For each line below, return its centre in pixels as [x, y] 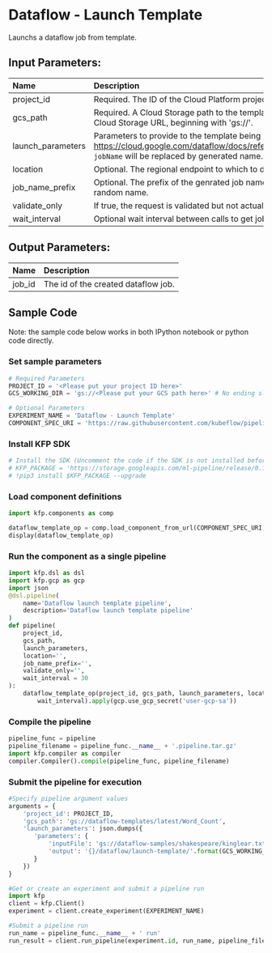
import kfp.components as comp [61, 513]
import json [28, 588]
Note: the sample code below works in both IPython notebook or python [129, 332]
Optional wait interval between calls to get [173, 219]
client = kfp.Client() [47, 904]
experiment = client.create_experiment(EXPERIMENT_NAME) [106, 911]
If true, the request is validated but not [166, 206]
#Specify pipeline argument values [68, 798]
